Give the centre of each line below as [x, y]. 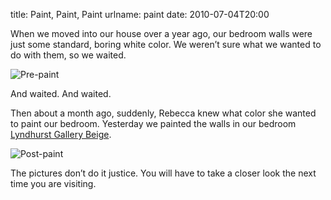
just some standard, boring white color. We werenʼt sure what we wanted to [166, 44]
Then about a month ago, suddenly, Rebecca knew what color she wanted [163, 113]
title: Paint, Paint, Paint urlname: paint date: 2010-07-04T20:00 [140, 14]
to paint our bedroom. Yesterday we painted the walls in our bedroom [153, 123]
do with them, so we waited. [68, 55]
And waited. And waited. [61, 93]
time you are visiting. [53, 183]
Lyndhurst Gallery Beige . [61, 134]
